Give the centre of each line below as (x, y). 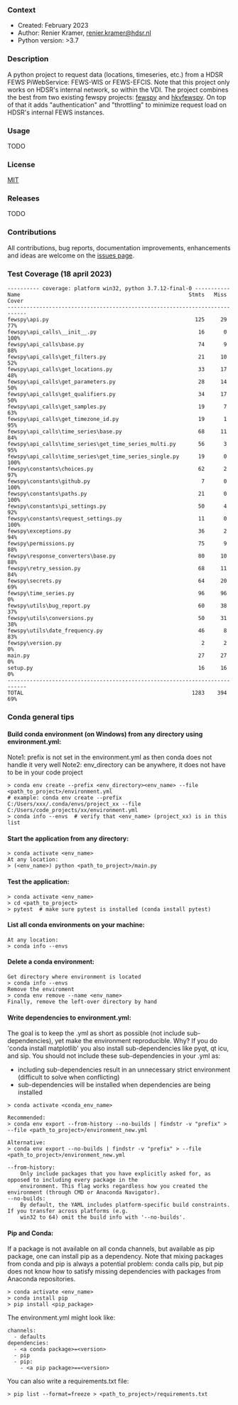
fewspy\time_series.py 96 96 (117, 594)
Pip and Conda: (31, 1233)
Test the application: (38, 882)
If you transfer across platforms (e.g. (68, 1211)
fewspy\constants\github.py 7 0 (117, 481)
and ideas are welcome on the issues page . (71, 255)
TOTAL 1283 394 (117, 693)
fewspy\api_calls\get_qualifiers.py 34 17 (117, 395)
